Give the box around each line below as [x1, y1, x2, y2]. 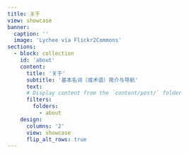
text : [25, 83, 42, 90]
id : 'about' [20, 57, 55, 64]
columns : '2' [25, 122, 65, 130]
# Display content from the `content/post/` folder [25, 89, 182, 97]
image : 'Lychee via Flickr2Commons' [13, 37, 122, 44]
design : [20, 116, 42, 123]
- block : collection [13, 50, 74, 57]
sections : [7, 43, 37, 50]
